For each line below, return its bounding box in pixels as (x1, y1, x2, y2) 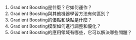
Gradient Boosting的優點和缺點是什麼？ (10, 17, 93, 22)
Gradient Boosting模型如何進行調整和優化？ (10, 23, 101, 29)
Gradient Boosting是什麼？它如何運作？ (10, 4, 93, 10)
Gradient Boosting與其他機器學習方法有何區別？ (10, 10, 110, 16)
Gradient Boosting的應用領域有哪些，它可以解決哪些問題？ (10, 29, 132, 35)
